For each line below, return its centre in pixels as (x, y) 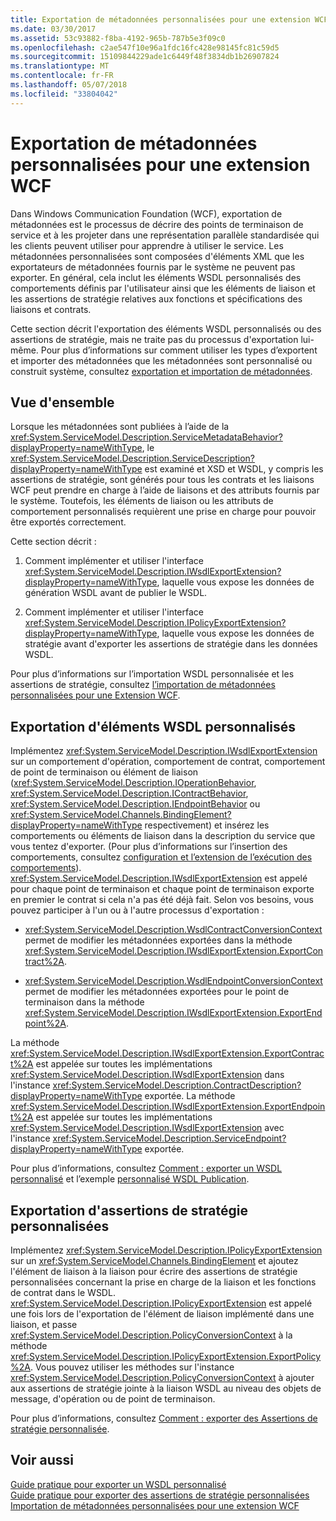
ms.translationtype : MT (60, 66)
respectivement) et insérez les (207, 825)
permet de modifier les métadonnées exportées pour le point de (157, 992)
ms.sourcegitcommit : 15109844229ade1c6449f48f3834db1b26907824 (145, 57)
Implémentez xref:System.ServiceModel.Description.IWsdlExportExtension (164, 751)
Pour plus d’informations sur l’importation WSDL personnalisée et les (152, 674)
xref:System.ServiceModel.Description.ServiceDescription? (133, 458)
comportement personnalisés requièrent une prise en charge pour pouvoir (163, 512)
